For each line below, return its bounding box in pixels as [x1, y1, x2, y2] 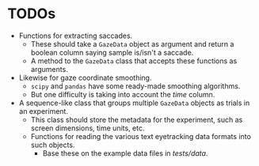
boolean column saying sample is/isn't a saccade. [30, 47, 194, 57]
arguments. [30, 64, 68, 74]
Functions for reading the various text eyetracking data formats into [30, 131, 251, 141]
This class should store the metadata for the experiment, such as [30, 115, 243, 124]
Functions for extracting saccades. [18, 31, 133, 40]
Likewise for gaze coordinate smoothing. [18, 73, 152, 82]
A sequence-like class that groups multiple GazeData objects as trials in [18, 98, 250, 108]
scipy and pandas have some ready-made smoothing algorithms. [30, 81, 241, 91]
